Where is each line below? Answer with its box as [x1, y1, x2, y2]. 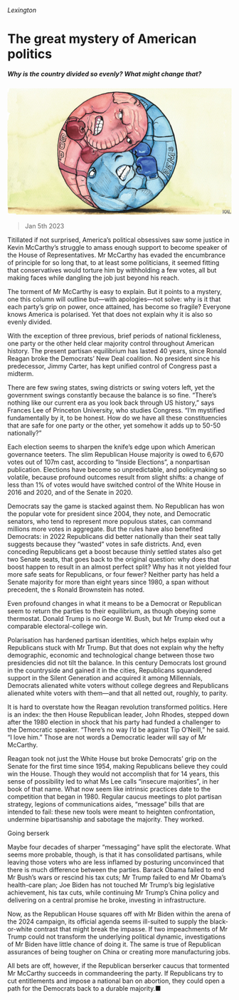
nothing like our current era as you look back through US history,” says [7, 398, 215, 407]
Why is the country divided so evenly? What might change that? [7, 70, 202, 79]
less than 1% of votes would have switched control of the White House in [7, 480, 221, 489]
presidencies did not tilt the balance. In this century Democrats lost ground [7, 659, 227, 667]
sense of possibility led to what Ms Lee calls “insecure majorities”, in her [7, 777, 219, 786]
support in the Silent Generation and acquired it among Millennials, [7, 674, 203, 682]
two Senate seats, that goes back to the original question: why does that [7, 555, 219, 564]
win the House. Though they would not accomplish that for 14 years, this [7, 769, 220, 778]
